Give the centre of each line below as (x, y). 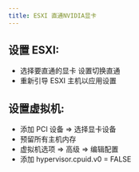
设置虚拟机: (37, 108)
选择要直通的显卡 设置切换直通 (70, 71)
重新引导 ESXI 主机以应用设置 (68, 81)
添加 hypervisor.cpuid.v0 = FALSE (75, 159)
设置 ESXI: (34, 50)
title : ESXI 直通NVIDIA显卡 (53, 16)
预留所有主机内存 (48, 139)
